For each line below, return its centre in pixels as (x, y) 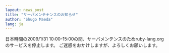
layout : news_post (24, 10)
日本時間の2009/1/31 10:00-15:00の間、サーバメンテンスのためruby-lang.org (84, 39)
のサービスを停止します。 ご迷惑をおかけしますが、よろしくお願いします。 (83, 45)
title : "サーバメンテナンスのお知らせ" (42, 15)
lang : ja (14, 24)
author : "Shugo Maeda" (29, 19)
